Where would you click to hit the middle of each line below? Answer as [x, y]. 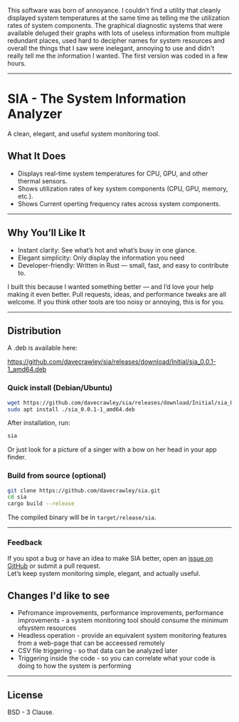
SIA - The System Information [97, 99]
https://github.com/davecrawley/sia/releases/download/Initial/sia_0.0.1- [112, 362]
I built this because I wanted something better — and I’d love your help [111, 286]
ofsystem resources [47, 628]
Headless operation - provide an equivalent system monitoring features [122, 636]
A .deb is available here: [43, 348]
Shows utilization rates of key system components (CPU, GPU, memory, [123, 188]
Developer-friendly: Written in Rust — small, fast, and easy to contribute [123, 265]
